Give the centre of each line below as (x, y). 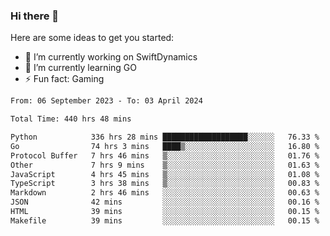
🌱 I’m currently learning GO (80, 68)
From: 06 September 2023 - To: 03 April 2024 (106, 101)
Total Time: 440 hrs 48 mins (71, 119)
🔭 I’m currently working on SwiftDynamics (111, 57)
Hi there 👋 (35, 16)
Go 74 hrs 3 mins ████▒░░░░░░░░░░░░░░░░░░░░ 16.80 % (165, 146)
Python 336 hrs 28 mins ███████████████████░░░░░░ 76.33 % (165, 137)
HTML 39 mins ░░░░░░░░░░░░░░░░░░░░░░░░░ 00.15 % (165, 212)
